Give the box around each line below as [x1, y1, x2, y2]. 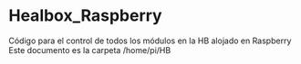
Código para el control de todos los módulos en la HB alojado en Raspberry [8, 35, 292, 46]
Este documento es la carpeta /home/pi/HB [8, 44, 171, 55]
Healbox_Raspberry [8, 5, 162, 26]
